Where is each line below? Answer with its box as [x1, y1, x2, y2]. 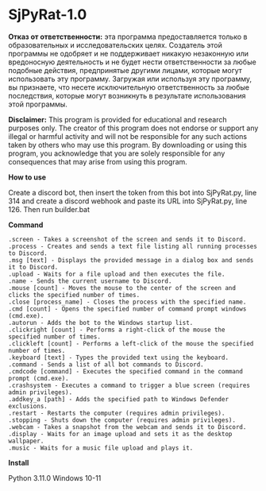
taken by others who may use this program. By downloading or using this [8, 140, 248, 149]
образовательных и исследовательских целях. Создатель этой [8, 40, 222, 49]
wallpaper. [8, 437, 44, 445]
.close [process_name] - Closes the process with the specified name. [8, 298, 247, 306]
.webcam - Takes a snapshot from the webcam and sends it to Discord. [8, 423, 247, 431]
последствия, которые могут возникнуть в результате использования [8, 91, 246, 100]
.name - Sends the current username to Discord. [8, 276, 172, 285]
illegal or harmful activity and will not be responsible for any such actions [8, 131, 248, 141]
